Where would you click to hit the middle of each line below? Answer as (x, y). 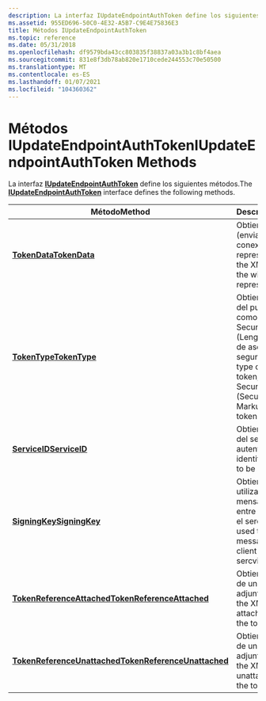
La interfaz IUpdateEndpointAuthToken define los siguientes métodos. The (130, 184)
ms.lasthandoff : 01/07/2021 (55, 82)
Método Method (120, 212)
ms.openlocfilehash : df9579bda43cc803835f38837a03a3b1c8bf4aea (115, 52)
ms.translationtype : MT (47, 67)
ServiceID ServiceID (50, 449)
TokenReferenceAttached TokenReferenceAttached (110, 599)
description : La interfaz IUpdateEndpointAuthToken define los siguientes (134, 15)
